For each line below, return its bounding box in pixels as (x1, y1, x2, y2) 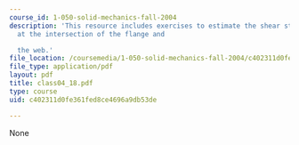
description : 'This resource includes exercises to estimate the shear (9, 21, 280, 30)
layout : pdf (9, 70, 53, 80)
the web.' (17, 45, 53, 54)
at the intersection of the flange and (17, 29, 166, 38)
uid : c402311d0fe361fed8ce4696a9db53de (9, 95, 158, 104)
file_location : (9, 54, 66, 63)
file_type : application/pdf (9, 62, 114, 71)
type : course (9, 86, 58, 96)
